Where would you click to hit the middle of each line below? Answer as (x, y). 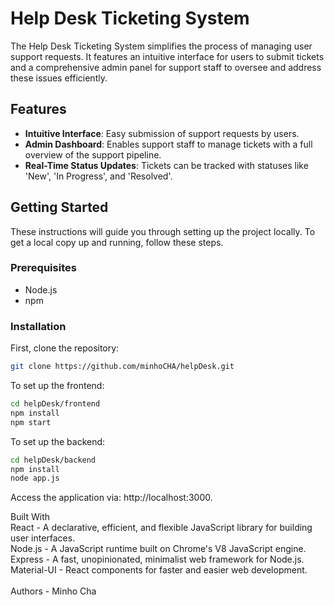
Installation (38, 326)
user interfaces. (43, 538)
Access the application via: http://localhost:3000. (111, 498)
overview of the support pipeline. (93, 154)
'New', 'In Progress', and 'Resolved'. (98, 176)
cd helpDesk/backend (53, 460)
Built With (30, 517)
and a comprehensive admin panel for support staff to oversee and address (166, 67)
